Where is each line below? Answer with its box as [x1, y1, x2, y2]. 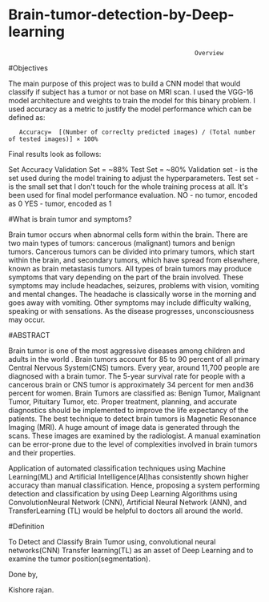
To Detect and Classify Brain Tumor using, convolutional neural [8, 536, 216, 546]
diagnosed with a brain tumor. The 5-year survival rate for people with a [8, 371, 246, 381]
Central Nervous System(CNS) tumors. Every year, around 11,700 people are [8, 363, 260, 372]
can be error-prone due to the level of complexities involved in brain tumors [8, 439, 258, 449]
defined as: [8, 112, 46, 122]
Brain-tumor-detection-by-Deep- [8, 6, 235, 24]
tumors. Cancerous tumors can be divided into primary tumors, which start [8, 247, 255, 256]
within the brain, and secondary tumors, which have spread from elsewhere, [8, 255, 260, 265]
